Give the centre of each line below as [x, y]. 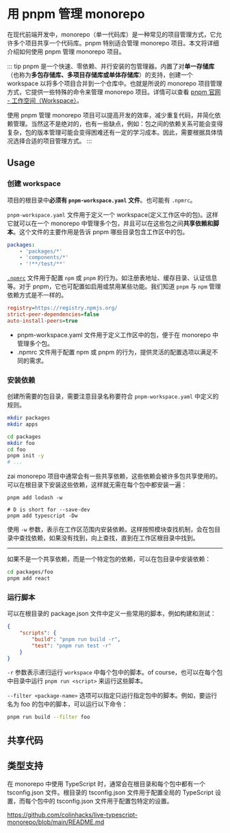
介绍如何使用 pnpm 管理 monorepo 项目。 [66, 52]
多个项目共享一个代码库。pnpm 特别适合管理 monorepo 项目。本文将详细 [116, 43]
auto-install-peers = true [42, 321]
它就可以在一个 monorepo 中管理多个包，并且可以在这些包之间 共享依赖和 [110, 223]
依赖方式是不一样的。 [37, 295]
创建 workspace [34, 184]
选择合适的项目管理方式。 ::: [52, 141]
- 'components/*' [44, 258]
